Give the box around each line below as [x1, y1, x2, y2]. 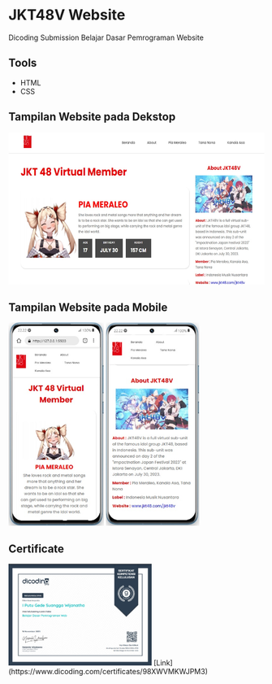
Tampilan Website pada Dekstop [8, 110, 176, 124]
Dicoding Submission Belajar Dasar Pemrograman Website [8, 33, 205, 42]
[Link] [153, 658, 173, 668]
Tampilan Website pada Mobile [8, 300, 168, 314]
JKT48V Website [8, 6, 126, 24]
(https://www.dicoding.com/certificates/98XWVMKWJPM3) [8, 667, 209, 677]
